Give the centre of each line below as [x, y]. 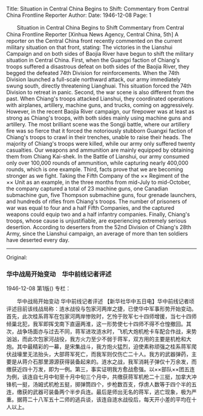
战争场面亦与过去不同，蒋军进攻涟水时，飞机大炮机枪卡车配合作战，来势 [107, 331]
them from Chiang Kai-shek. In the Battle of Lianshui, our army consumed [98, 156]
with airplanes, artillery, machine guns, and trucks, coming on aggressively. [100, 105]
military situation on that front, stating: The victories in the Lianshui [89, 47]
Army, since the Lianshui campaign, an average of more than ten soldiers [97, 233]
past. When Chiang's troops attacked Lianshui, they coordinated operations [100, 99]
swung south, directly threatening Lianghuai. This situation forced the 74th [99, 86]
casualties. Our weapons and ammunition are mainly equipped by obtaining [100, 150]
